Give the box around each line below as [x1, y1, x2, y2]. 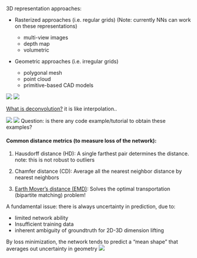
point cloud [23, 76, 51, 82]
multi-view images [23, 34, 69, 41]
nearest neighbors [14, 174, 59, 181]
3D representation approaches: [6, 5, 82, 12]
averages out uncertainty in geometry [6, 245, 98, 252]
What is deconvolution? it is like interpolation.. [6, 105, 118, 112]
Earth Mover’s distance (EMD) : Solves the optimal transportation [14, 185, 171, 193]
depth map [23, 41, 50, 47]
